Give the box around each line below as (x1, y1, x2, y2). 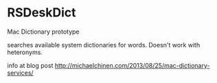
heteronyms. (7, 48, 43, 56)
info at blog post (7, 61, 54, 69)
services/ (7, 69, 34, 77)
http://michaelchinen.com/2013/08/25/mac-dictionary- (54, 61, 210, 69)
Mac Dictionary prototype (7, 27, 80, 36)
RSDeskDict (7, 5, 77, 21)
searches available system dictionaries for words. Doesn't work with (7, 40, 201, 49)
